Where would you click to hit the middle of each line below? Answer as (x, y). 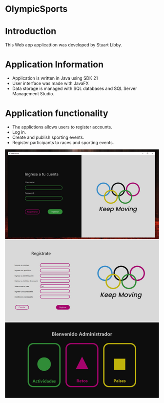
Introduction (31, 32)
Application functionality (57, 114)
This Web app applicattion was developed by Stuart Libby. (63, 45)
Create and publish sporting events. (48, 137)
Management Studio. (33, 94)
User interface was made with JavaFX (50, 84)
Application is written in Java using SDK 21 (55, 78)
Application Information (54, 65)
